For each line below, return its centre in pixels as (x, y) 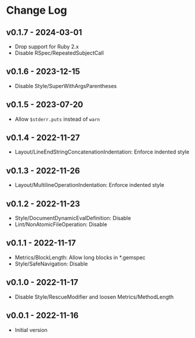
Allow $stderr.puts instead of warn (57, 119)
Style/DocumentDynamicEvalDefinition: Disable (73, 218)
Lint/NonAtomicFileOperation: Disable (61, 224)
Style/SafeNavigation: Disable (51, 264)
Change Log (37, 10)
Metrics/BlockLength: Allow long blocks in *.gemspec (80, 257)
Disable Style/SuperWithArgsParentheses (66, 86)
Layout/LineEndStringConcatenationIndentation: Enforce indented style (102, 152)
